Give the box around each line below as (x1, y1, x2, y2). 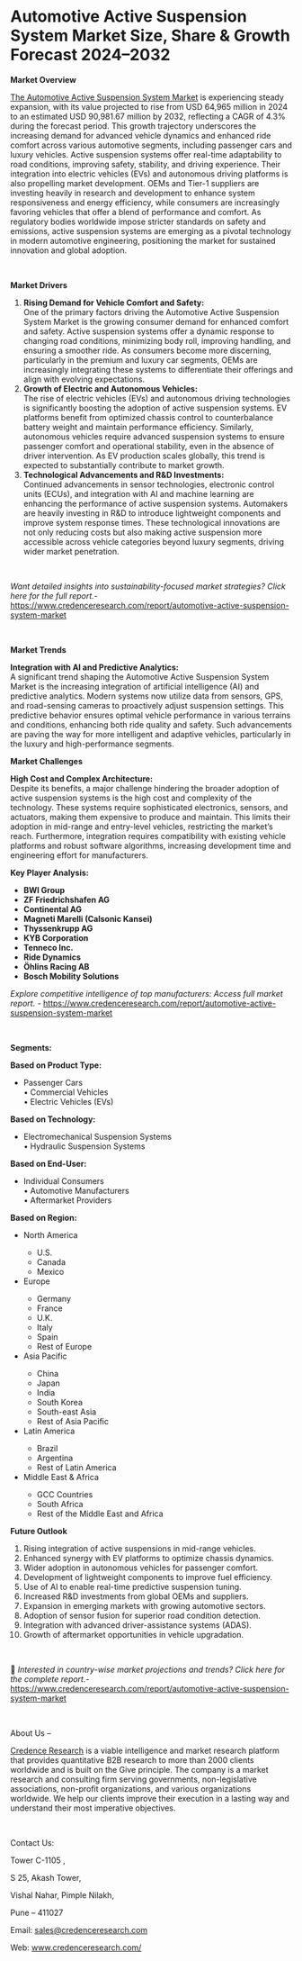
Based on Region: (10, 1212, 77, 1223)
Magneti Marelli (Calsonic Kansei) (22, 913, 153, 924)
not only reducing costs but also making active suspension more (22, 527, 262, 538)
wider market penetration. (22, 546, 120, 556)
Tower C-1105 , (10, 1855, 66, 1866)
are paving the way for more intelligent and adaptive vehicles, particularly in (10, 728, 291, 739)
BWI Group (22, 884, 66, 895)
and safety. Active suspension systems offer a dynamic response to (22, 326, 275, 337)
